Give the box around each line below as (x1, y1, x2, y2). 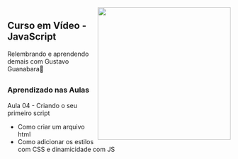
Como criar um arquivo (17, 122, 85, 131)
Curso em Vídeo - (7, 20, 87, 32)
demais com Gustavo (7, 57, 69, 66)
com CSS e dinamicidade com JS (17, 145, 115, 153)
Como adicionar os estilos (17, 137, 94, 146)
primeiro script (7, 109, 50, 117)
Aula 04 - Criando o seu (7, 101, 78, 110)
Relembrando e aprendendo (7, 49, 89, 58)
